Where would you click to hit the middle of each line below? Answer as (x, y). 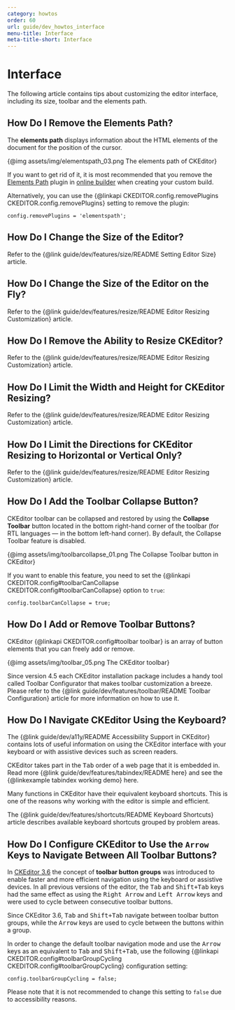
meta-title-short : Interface (50, 40)
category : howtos (33, 14)
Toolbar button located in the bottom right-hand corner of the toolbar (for (113, 526)
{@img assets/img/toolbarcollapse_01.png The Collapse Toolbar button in (113, 554)
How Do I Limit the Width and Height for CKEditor (116, 387)
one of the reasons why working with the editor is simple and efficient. (109, 801)
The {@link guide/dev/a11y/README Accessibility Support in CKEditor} (109, 737)
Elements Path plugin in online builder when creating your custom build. (111, 182)
